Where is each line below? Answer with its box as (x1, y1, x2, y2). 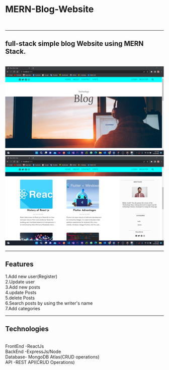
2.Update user (5, 279, 35, 285)
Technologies (5, 324, 49, 333)
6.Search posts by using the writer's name (5, 300, 93, 306)
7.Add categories (5, 305, 40, 311)
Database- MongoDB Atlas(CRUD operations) (5, 354, 100, 360)
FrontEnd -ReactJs (5, 343, 44, 349)
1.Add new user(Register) (5, 273, 58, 280)
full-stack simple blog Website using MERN (5, 39, 144, 48)
